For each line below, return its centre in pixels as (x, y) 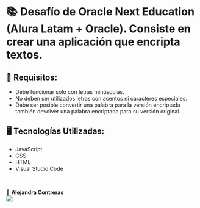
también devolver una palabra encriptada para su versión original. (98, 111)
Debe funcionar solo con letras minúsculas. (70, 92)
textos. (24, 55)
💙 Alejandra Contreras (35, 192)
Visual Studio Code (39, 168)
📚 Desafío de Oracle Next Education (101, 12)
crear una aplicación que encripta (93, 42)
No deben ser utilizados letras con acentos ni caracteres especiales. (101, 99)
